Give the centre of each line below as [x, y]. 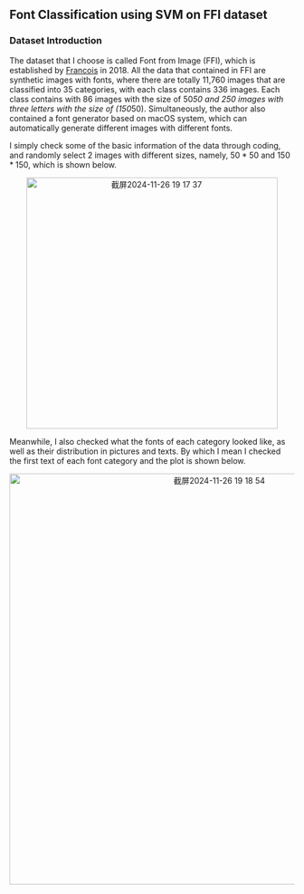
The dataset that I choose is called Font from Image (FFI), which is [133, 60]
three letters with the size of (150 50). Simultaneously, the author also [138, 109]
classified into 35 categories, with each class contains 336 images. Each [145, 89]
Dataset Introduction [56, 41]
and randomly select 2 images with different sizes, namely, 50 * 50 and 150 [150, 155]
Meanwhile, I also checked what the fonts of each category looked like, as [147, 441]
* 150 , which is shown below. [63, 164]
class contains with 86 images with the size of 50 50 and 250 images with [147, 99]
